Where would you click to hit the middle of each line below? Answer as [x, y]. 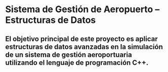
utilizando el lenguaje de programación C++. [77, 63]
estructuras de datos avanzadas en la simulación [84, 47]
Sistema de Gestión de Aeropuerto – [82, 9]
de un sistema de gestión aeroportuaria [69, 55]
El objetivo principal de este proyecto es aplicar [81, 39]
